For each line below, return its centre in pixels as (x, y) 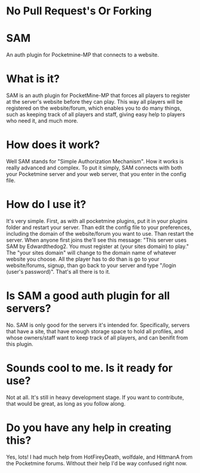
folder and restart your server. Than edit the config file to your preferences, (99, 227)
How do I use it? (46, 205)
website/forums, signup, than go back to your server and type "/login (91, 265)
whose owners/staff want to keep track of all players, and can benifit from (97, 338)
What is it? (33, 79)
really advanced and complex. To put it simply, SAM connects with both (94, 168)
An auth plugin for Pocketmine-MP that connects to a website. (83, 55)
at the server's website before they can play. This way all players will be (95, 102)
